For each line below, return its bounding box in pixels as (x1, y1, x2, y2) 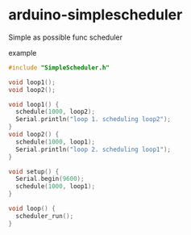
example (8, 48, 37, 57)
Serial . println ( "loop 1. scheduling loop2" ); (15, 115, 172, 124)
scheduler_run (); (15, 212, 74, 220)
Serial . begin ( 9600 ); (15, 175, 85, 183)
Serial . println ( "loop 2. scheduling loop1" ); (15, 145, 172, 153)
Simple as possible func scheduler (8, 32, 123, 42)
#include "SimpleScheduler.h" (8, 63, 110, 72)
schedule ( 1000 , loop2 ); (15, 107, 95, 116)
